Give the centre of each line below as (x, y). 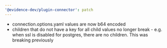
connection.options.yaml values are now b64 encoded (69, 24)
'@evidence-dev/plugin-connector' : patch (49, 10)
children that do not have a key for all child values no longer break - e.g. (87, 29)
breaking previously (33, 40)
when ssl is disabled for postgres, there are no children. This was (80, 34)
